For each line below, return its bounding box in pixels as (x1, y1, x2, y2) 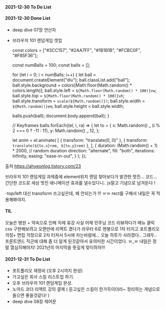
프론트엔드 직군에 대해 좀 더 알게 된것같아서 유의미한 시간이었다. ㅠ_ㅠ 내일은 (5, 238, 152, 244)
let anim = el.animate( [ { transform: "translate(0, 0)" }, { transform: (12, 137, 148, 143)
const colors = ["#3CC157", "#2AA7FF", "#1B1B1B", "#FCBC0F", (12, 47, 141, 53)
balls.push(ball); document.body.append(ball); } (12, 113, 109, 119)
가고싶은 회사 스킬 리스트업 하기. (12, 274, 74, 280)
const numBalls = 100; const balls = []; (12, 62, 90, 68)
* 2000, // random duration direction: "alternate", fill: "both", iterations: (12, 147, 155, 153)
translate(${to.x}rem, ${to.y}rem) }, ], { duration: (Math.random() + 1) (12, 142, 158, 148)
